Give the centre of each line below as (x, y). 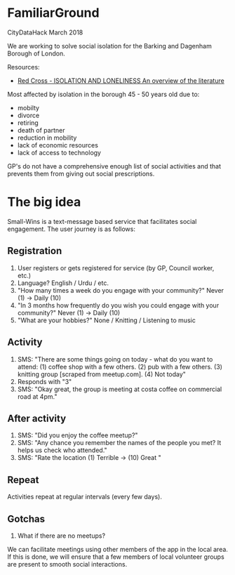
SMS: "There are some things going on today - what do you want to (115, 359)
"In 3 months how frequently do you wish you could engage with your (118, 305)
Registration (35, 251)
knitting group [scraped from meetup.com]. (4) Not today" (101, 374)
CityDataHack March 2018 (45, 32)
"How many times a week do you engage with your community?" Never (121, 290)
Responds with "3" (45, 381)
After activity (37, 418)
